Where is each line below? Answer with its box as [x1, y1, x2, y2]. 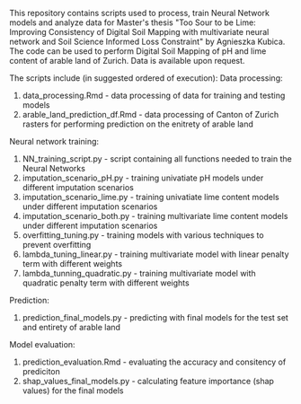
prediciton [22, 366, 61, 376]
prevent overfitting [22, 240, 92, 250]
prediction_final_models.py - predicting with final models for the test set [22, 312, 289, 322]
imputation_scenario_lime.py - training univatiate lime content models [22, 192, 280, 202]
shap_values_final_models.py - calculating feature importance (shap [22, 376, 274, 386]
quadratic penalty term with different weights [22, 277, 190, 288]
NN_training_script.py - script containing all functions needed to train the [22, 154, 292, 164]
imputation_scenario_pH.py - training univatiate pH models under [22, 172, 264, 183]
